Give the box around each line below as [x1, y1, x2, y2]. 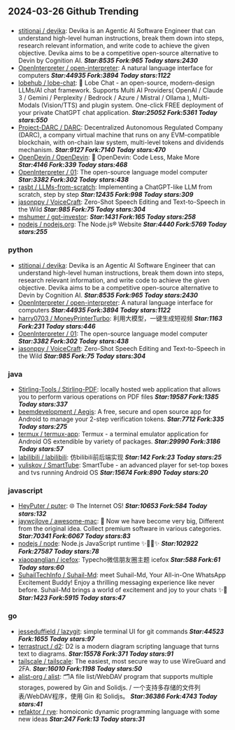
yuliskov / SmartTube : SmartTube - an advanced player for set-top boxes [17, 460, 229, 469]
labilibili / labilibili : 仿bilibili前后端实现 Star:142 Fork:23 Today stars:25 [17, 453, 222, 461]
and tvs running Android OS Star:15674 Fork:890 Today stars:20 [17, 468, 208, 476]
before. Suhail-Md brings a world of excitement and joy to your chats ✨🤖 [17, 586, 228, 594]
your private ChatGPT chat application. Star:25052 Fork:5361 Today [17, 109, 218, 117]
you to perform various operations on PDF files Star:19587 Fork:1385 [17, 392, 219, 401]
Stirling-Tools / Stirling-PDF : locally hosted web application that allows [17, 385, 221, 393]
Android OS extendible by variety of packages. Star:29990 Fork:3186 [17, 437, 221, 446]
